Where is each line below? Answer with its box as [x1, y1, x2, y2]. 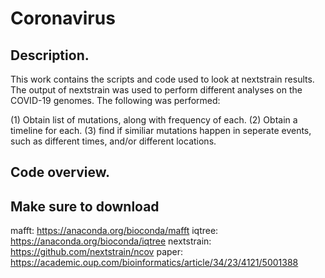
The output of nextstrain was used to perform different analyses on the [10, 84, 303, 96]
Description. [10, 47, 90, 64]
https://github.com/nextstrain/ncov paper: [10, 246, 184, 258]
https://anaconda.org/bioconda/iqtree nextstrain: [10, 235, 212, 247]
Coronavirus [10, 7, 116, 30]
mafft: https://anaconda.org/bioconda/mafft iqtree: [10, 225, 219, 237]
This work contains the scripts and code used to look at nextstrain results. [10, 73, 315, 85]
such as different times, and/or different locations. [10, 135, 217, 147]
